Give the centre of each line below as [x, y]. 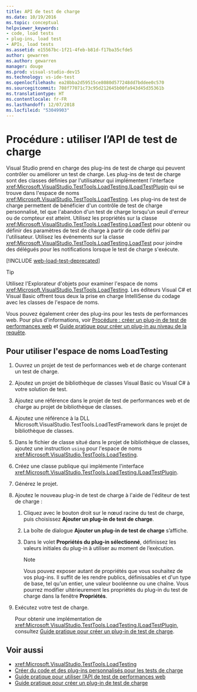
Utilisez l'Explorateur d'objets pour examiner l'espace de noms [82, 284]
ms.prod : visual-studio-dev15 [43, 72]
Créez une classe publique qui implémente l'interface [79, 466]
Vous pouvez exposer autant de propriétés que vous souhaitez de [103, 571]
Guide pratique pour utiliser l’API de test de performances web [90, 676]
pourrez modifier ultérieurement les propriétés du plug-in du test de [106, 590]
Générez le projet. [36, 484]
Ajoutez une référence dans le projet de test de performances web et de [102, 400]
